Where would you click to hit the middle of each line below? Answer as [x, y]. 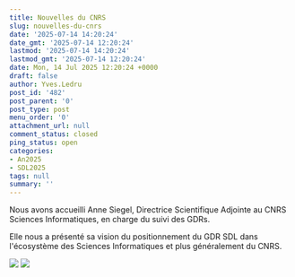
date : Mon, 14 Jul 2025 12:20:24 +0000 [84, 68]
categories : [31, 151]
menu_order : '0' [39, 117]
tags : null [30, 176]
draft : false [34, 76]
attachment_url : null [50, 126]
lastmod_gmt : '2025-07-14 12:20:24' [78, 59]
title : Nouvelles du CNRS [57, 17]
